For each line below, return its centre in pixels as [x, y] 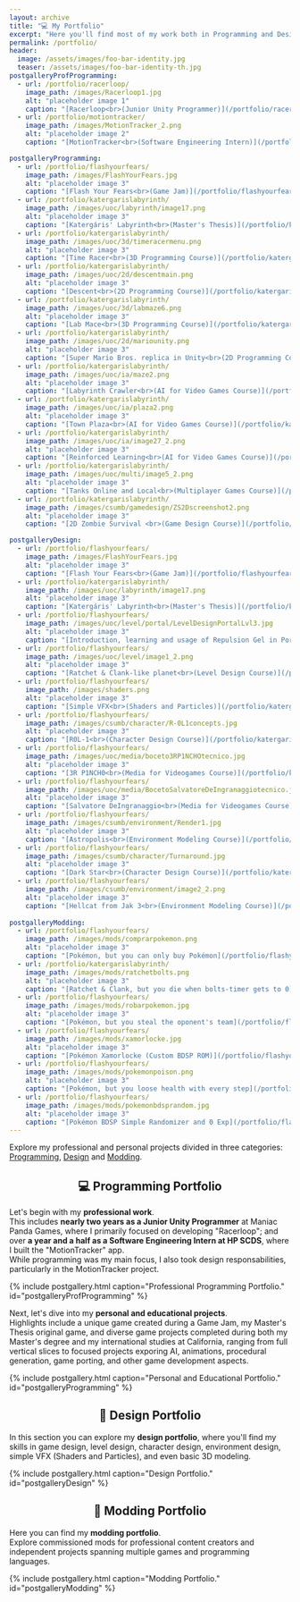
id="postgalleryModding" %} [62, 1588]
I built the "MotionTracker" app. [67, 1250]
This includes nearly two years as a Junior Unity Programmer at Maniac [144, 1222]
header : [24, 51]
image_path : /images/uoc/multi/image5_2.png [109, 475]
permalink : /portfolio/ [54, 42]
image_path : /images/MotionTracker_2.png [103, 126]
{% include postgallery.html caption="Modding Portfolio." [115, 1578]
